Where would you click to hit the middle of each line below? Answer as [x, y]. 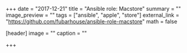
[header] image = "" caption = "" [46, 33]
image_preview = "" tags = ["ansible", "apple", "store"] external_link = [93, 15]
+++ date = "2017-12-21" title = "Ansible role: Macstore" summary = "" [93, 9]
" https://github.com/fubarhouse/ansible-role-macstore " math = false [92, 21]
